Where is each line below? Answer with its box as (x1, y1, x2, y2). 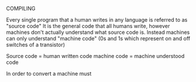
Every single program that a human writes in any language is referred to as (6, 16, 188, 23)
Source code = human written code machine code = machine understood (6, 53, 185, 59)
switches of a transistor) (6, 41, 66, 48)
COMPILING (6, 5, 35, 12)
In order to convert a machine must (6, 70, 92, 77)
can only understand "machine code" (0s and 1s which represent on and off (6, 35, 191, 42)
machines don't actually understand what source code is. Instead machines (6, 29, 190, 36)
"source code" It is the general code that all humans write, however (6, 23, 170, 29)
